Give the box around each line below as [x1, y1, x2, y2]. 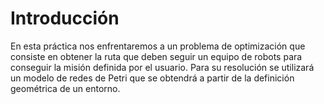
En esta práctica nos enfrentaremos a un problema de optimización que [10, 40, 306, 52]
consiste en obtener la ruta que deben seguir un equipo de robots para [10, 50, 303, 62]
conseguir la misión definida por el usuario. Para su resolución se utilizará [10, 61, 315, 73]
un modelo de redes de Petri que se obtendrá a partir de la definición [10, 72, 295, 84]
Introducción [10, 7, 120, 30]
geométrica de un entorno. [10, 82, 121, 94]
